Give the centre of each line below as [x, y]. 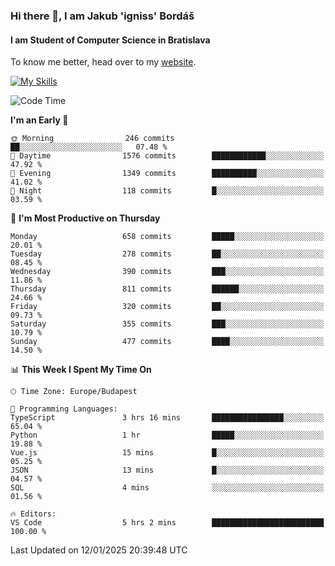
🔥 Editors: [33, 514]
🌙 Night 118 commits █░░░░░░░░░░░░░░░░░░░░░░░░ [167, 191]
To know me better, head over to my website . [103, 62]
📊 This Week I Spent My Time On [81, 370]
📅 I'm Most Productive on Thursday [85, 218]
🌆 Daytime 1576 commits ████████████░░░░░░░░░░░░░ [167, 156]
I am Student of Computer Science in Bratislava [110, 40]
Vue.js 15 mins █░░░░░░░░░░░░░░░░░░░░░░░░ [167, 453]
